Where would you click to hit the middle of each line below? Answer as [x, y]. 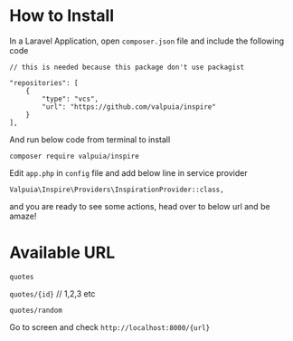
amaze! [23, 216]
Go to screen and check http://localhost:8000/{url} [110, 326]
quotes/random [36, 310]
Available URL [62, 253]
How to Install [62, 16]
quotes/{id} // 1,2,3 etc [52, 293]
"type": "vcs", [71, 99]
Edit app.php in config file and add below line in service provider [128, 172]
